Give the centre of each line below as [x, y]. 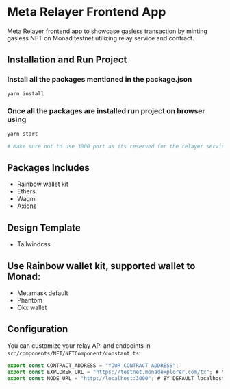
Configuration [38, 329]
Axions [27, 206]
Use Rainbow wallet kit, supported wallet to [101, 266]
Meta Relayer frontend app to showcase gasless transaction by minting [107, 31]
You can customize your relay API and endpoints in [79, 345]
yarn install [26, 93]
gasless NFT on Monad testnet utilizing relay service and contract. [101, 38]
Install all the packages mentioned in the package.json [100, 80]
